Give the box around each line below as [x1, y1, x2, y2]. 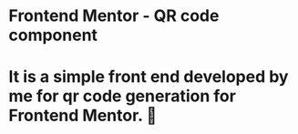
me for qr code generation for [8, 86, 236, 107]
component [8, 25, 98, 46]
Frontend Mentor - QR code [8, 5, 220, 26]
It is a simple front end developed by [8, 67, 289, 88]
